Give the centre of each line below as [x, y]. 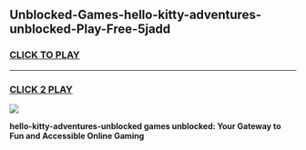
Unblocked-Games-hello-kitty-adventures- [136, 15]
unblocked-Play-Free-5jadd [90, 30]
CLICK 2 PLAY [41, 89]
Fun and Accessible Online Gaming [77, 135]
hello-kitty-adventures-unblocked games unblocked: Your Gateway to [145, 125]
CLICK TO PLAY [45, 55]
